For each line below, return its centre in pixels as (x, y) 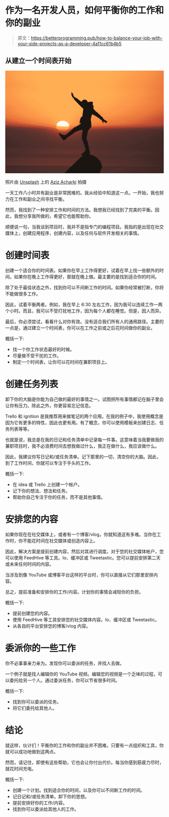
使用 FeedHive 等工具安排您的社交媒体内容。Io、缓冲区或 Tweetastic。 (86, 619)
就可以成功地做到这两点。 (32, 751)
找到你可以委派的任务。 (37, 702)
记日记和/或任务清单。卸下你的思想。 (51, 796)
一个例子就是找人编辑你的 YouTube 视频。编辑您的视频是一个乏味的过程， (82, 674)
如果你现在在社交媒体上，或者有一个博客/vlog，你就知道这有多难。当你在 (81, 534)
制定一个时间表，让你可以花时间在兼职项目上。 (61, 362)
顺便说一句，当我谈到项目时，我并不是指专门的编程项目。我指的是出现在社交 (84, 227)
